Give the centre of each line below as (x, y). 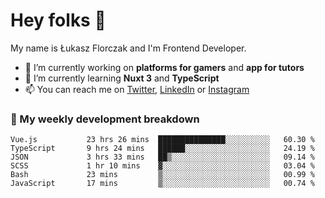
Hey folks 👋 (58, 20)
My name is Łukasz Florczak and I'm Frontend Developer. (128, 48)
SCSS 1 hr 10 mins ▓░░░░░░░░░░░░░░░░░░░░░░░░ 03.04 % (162, 166)
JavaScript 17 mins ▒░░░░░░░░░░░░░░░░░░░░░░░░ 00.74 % (162, 184)
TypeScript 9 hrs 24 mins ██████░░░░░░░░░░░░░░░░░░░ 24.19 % (162, 149)
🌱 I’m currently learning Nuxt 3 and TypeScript (122, 78)
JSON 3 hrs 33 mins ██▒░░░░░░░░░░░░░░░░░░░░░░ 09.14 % (162, 157)
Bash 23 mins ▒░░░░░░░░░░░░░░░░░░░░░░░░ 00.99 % (162, 175)
